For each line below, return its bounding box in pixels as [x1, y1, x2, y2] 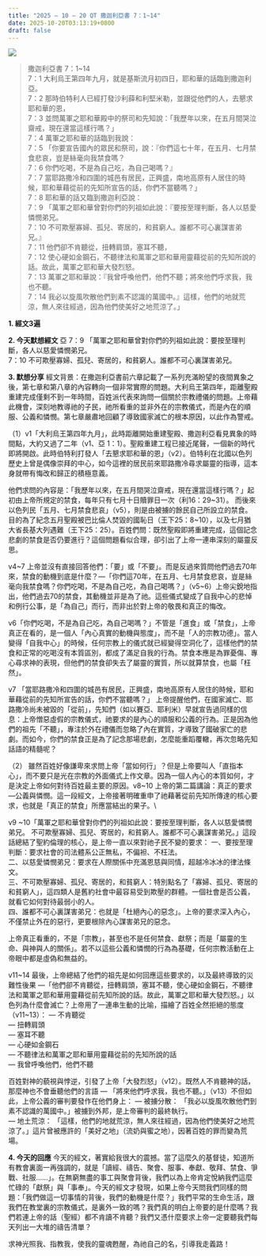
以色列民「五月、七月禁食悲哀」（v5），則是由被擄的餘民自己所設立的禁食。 [8, 505, 253, 515]
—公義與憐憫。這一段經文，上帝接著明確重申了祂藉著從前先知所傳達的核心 [8, 791, 251, 801]
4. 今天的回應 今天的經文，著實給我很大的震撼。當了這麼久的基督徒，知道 [8, 1153, 248, 1162]
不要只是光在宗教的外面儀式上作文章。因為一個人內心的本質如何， [32, 771, 248, 781]
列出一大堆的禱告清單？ [14, 1223, 92, 1232]
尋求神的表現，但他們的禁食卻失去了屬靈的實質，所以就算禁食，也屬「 [14, 658, 244, 667]
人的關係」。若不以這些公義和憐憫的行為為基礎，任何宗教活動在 [42, 943, 248, 953]
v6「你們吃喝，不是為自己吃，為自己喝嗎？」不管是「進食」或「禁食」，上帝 [8, 618, 256, 628]
